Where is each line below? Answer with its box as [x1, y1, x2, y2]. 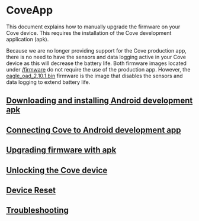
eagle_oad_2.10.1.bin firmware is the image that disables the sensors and [6, 72, 183, 79]
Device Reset [6, 185, 56, 195]
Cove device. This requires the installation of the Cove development [6, 29, 172, 36]
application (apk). [6, 35, 49, 43]
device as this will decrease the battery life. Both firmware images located [6, 60, 187, 67]
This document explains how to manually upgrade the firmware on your [6, 23, 181, 30]
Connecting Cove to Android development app [6, 125, 181, 135]
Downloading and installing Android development [6, 96, 193, 106]
